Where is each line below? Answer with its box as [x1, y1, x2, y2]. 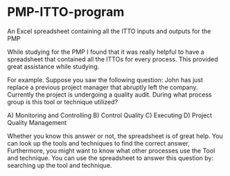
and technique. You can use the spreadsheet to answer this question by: [7, 153, 214, 162]
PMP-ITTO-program [7, 4, 125, 20]
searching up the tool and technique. [7, 161, 112, 169]
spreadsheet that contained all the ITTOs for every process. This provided [7, 55, 218, 63]
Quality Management [7, 118, 67, 126]
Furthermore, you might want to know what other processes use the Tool [7, 146, 215, 155]
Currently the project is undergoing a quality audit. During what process [7, 90, 213, 99]
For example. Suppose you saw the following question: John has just [7, 75, 203, 84]
